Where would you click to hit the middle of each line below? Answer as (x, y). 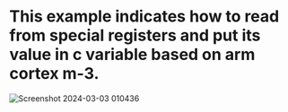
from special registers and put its (135, 35)
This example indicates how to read (144, 17)
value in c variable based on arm (132, 55)
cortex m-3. (54, 74)
